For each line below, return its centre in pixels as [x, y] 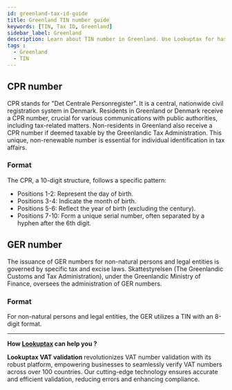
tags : [17, 46]
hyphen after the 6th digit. [54, 223]
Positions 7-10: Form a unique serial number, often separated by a [111, 216]
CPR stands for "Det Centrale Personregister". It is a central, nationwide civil [115, 103]
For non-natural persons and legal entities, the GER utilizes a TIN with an [110, 316]
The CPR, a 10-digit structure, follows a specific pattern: [87, 180]
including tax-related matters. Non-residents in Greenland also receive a [110, 125]
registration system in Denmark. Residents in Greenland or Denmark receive [115, 111]
